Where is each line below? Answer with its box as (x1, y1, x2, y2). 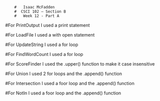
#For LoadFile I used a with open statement (5, 32, 95, 37)
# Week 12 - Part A (14, 13, 59, 18)
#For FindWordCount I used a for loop (5, 51, 84, 57)
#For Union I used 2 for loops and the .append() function (5, 70, 122, 76)
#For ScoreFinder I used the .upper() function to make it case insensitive (5, 61, 155, 67)
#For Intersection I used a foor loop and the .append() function (5, 80, 134, 86)
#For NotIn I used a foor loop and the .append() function (5, 90, 121, 96)
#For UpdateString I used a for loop (5, 41, 79, 47)
